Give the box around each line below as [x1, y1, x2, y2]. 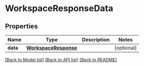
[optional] [114, 44, 137, 51]
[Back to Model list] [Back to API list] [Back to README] [5, 57, 117, 63]
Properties [5, 22, 38, 30]
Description [82, 37, 110, 43]
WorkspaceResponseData [5, 3, 114, 14]
